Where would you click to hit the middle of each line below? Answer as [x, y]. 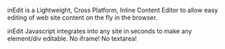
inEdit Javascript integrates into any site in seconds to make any [100, 31]
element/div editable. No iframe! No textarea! [72, 38]
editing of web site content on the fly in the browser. [82, 17]
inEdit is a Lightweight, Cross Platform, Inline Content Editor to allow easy [113, 10]
